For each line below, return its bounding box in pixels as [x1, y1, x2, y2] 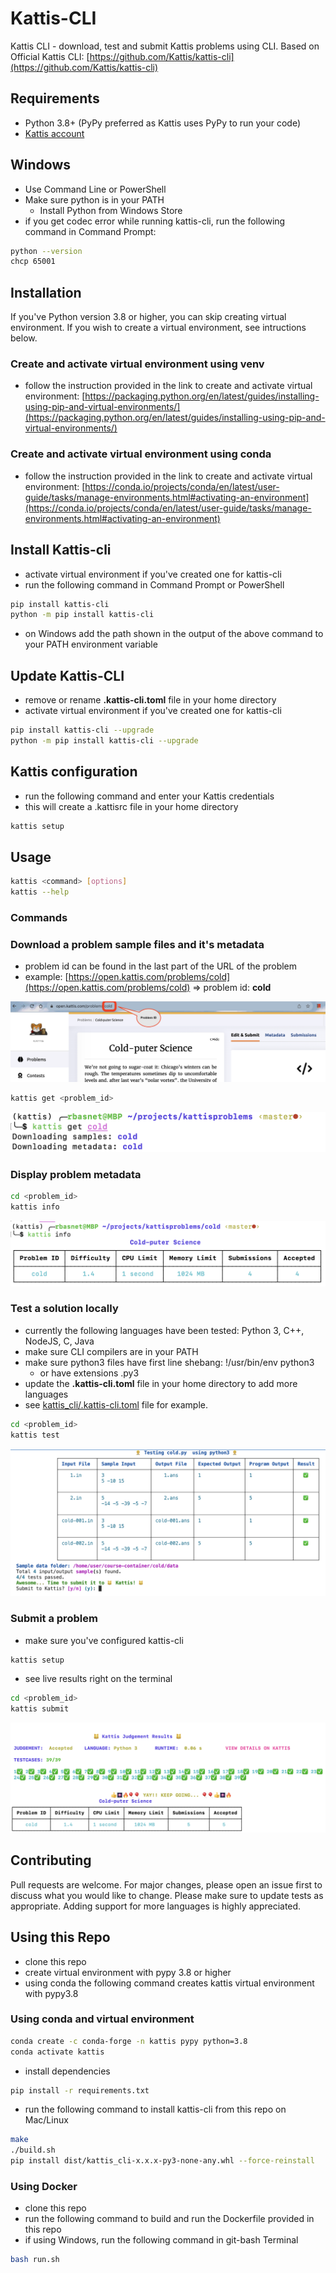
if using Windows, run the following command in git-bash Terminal [24, 2234, 299, 2246]
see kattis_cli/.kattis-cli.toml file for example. [24, 1398, 209, 1411]
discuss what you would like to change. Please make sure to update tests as [10, 1889, 324, 1901]
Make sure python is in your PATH [24, 193, 165, 206]
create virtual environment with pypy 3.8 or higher [24, 1966, 232, 1978]
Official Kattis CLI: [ [10, 50, 90, 62]
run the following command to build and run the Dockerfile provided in [24, 2213, 315, 2225]
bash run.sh [10, 2255, 60, 2265]
